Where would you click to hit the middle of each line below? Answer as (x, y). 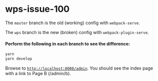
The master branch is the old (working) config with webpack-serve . (73, 23)
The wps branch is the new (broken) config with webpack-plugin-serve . (77, 32)
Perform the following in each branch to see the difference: (68, 43)
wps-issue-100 (37, 9)
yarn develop (19, 59)
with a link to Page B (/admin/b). (38, 73)
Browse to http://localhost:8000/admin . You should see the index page (79, 68)
